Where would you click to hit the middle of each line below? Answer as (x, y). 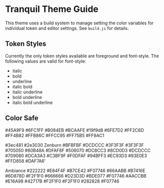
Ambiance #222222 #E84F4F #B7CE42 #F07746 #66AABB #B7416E (75, 171)
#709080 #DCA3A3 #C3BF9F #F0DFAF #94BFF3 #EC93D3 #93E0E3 (76, 156)
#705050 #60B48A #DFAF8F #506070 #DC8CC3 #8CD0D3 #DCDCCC (78, 150)
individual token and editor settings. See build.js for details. (67, 28)
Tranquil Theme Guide (52, 9)
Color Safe (22, 118)
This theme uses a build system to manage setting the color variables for (80, 23)
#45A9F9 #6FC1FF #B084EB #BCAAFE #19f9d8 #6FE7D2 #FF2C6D (75, 130)
